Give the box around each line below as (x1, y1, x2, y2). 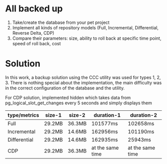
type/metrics (7, 111, 39, 118)
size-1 (45, 111, 62, 118)
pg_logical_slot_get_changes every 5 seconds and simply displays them (5, 100, 153, 106)
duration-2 (130, 111, 158, 118)
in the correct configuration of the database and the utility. (5, 85, 125, 91)
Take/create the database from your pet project (12, 19, 110, 25)
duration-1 (93, 111, 121, 118)
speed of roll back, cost (12, 40, 61, 46)
